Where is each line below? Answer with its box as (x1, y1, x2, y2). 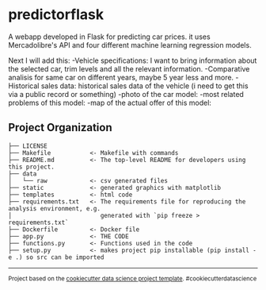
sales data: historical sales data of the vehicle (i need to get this (40, 81, 249, 91)
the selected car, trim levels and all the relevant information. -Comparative (8, 64, 250, 73)
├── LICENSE (8, 141, 47, 150)
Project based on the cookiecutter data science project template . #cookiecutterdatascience (8, 274, 257, 283)
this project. (8, 163, 55, 171)
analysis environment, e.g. (8, 204, 101, 212)
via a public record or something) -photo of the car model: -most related (8, 89, 244, 99)
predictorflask (8, 6, 104, 24)
